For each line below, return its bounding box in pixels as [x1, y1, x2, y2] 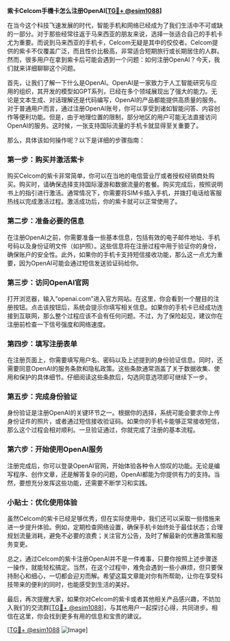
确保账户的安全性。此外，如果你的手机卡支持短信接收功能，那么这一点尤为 [7, 250, 217, 258]
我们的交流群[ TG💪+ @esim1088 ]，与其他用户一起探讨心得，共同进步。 [12, 603, 212, 612]
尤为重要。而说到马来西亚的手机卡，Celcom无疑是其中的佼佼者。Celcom [7, 38, 212, 47]
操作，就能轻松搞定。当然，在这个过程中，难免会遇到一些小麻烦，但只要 [12, 564, 217, 572]
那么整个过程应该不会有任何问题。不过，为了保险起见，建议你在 [42, 311, 223, 319]
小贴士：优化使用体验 [7, 497, 77, 507]
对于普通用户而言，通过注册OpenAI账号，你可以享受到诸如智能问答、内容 [7, 104, 214, 112]
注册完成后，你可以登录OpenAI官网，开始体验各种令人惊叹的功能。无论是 [7, 461, 214, 470]
